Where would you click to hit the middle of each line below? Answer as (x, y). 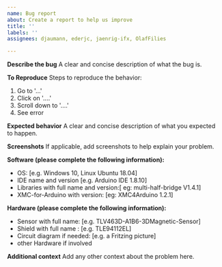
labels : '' (23, 33)
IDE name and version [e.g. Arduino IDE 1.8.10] (82, 180)
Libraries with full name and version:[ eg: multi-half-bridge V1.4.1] (109, 188)
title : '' (21, 26)
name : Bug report (32, 13)
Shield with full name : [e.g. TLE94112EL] (74, 229)
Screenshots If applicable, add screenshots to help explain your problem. (111, 147)
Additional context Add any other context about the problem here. (101, 257)
